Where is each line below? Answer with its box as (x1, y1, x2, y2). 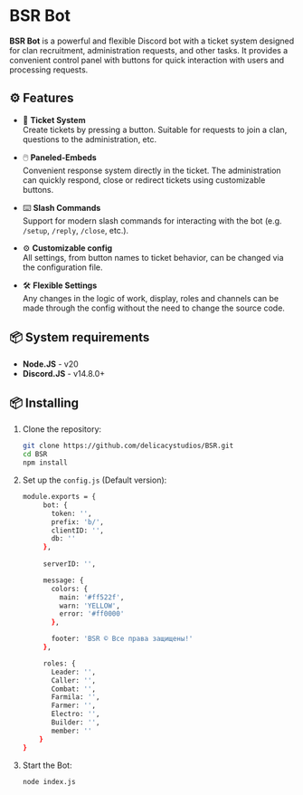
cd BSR (22, 450, 48, 459)
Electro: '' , (51, 710, 100, 719)
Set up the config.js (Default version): (22, 474, 167, 485)
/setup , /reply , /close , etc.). (22, 225, 129, 235)
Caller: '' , (51, 675, 97, 685)
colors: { (51, 584, 89, 593)
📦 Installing (9, 395, 80, 410)
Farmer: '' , (51, 701, 97, 711)
